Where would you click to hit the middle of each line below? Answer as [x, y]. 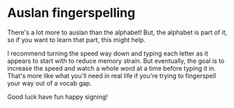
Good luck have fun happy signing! [58, 97]
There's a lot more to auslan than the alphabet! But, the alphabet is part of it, [117, 32]
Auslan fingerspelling [71, 13]
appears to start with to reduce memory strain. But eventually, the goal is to [116, 60]
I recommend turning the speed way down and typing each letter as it [108, 53]
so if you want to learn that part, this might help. [76, 39]
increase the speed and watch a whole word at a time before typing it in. [111, 68]
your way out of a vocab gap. [50, 83]
